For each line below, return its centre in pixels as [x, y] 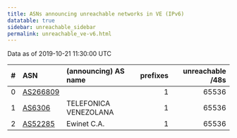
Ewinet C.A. [85, 124]
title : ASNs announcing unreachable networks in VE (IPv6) [96, 14]
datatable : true [31, 21]
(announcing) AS [95, 71]
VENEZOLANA [90, 113]
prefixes [154, 76]
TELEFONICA [88, 103]
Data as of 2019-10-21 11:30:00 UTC [59, 54]
